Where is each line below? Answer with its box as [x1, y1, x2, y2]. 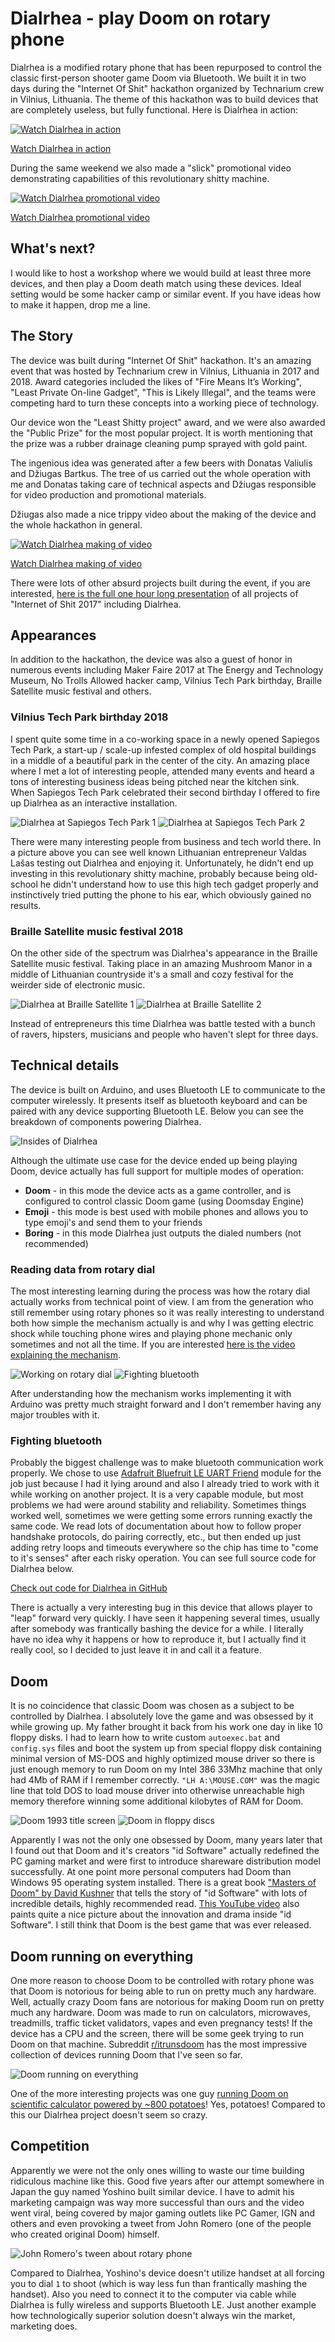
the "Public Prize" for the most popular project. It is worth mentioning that [10, 427, 313, 439]
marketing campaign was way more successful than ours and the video [10, 2196, 305, 2208]
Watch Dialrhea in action [10, 142, 112, 154]
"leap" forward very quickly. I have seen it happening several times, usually [10, 1612, 320, 1624]
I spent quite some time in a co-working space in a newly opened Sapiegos [10, 733, 320, 745]
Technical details [10, 1057, 120, 1074]
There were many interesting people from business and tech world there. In [10, 835, 322, 847]
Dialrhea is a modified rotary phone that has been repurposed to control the [10, 61, 323, 73]
